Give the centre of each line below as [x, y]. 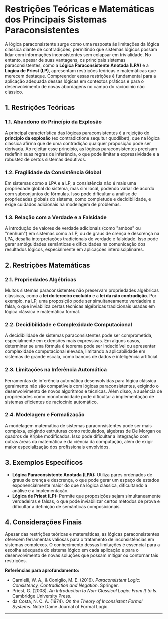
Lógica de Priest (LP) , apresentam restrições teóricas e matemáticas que [81, 70]
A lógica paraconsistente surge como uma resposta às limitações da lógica [82, 44]
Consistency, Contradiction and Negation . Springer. [65, 585]
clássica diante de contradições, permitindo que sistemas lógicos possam [81, 49]
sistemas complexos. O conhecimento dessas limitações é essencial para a [83, 545]
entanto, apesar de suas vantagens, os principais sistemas [65, 60]
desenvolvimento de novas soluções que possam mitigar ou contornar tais [82, 555]
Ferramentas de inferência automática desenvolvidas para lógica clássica [81, 380]
